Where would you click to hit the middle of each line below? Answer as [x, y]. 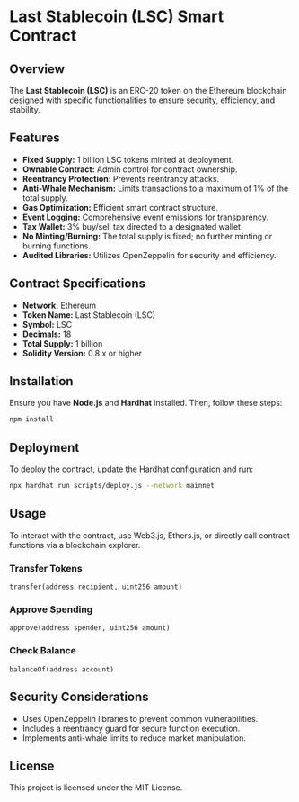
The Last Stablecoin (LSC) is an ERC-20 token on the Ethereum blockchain [148, 90]
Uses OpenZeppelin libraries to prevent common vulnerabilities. [140, 718]
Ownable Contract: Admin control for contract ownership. [130, 169]
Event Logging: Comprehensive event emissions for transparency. [145, 217]
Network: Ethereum [59, 305]
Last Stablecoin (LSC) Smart [117, 17]
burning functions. [57, 246]
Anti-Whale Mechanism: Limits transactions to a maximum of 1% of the [155, 188]
